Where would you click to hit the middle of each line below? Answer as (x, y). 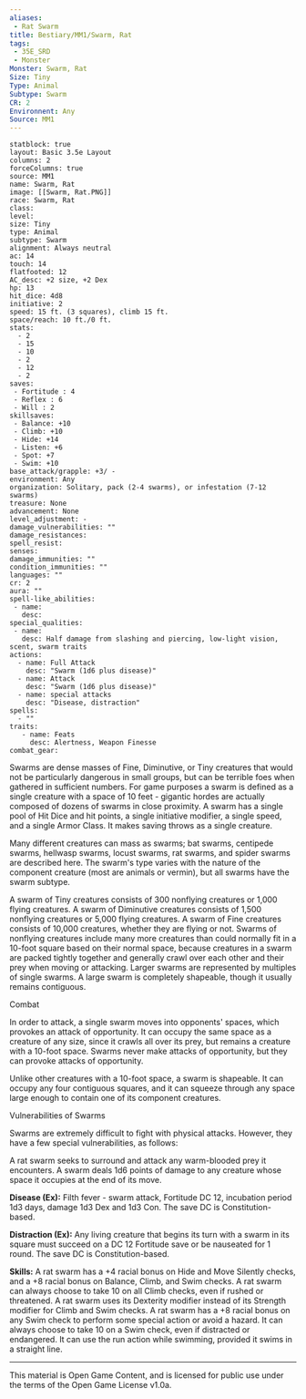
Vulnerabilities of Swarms (58, 1116)
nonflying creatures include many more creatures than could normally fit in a (153, 939)
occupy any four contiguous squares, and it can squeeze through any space (153, 1088)
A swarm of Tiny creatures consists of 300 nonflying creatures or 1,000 (143, 900)
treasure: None (38, 504)
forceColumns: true (46, 169)
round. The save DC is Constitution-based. (90, 1254)
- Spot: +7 (34, 456)
